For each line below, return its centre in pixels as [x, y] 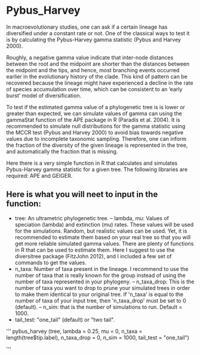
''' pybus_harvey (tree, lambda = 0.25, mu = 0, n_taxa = [74, 331]
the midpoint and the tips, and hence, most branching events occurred [93, 70]
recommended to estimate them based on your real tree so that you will [103, 237]
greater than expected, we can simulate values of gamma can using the [94, 113]
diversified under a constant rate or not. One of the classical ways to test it [98, 33]
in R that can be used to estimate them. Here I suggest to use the [95, 250]
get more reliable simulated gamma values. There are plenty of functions [104, 243]
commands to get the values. [50, 263]
